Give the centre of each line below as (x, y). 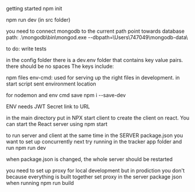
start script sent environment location (51, 84)
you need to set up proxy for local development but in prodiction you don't (95, 170)
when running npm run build (40, 183)
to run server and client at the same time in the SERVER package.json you (95, 135)
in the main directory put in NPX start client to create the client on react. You (98, 118)
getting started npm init (34, 8)
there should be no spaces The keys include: (60, 66)
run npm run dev (26, 148)
